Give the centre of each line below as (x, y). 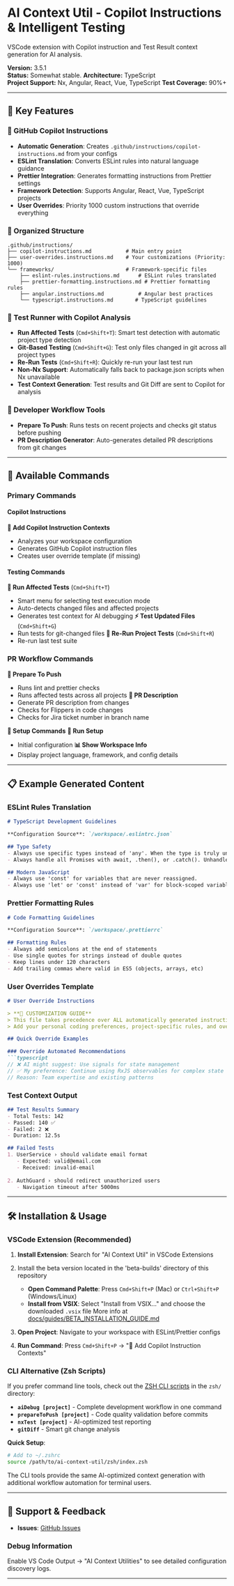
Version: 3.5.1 (27, 68)
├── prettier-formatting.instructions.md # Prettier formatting (115, 281)
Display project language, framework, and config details (98, 754)
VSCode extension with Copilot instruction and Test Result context (103, 47)
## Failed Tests (31, 1148)
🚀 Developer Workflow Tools (56, 410)
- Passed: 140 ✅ (31, 1123)
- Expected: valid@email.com (58, 1161)
